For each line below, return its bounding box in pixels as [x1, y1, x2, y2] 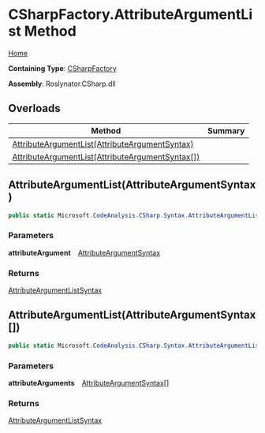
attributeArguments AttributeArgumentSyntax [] [8, 379, 170, 388]
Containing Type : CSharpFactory [8, 63, 117, 73]
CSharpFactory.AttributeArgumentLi [8, 6, 253, 24]
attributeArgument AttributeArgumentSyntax [8, 248, 160, 257]
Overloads [8, 102, 61, 115]
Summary [207, 125, 245, 136]
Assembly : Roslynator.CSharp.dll [8, 79, 116, 88]
